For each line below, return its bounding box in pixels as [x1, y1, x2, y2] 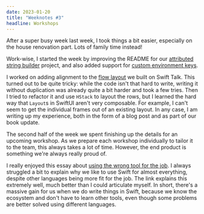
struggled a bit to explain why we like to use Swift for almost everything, [6, 168, 188, 176]
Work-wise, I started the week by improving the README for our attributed [6, 55, 194, 63]
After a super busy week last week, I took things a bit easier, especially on [6, 37, 192, 45]
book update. [6, 119, 40, 126]
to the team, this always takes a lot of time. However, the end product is [6, 144, 186, 151]
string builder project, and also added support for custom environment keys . [6, 62, 199, 69]
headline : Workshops [6, 20, 59, 26]
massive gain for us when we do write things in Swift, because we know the [6, 188, 197, 195]
